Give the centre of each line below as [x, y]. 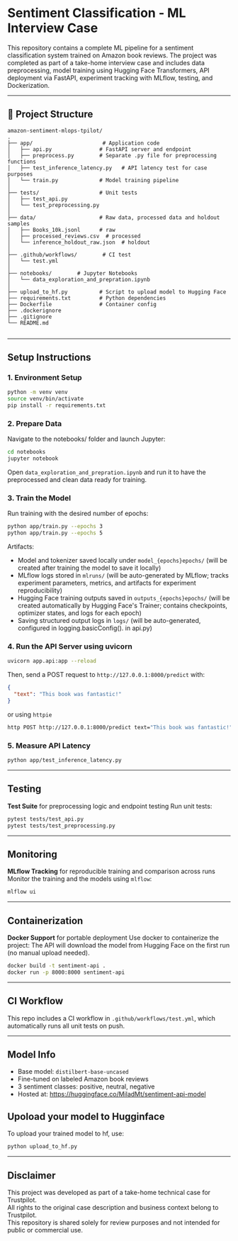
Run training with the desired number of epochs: [78, 513]
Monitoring [33, 854]
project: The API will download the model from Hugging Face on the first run [119, 945]
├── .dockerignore [34, 310]
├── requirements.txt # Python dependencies [87, 298]
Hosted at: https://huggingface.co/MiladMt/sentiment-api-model [112, 1094]
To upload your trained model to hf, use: [66, 1134]
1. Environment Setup [45, 378]
